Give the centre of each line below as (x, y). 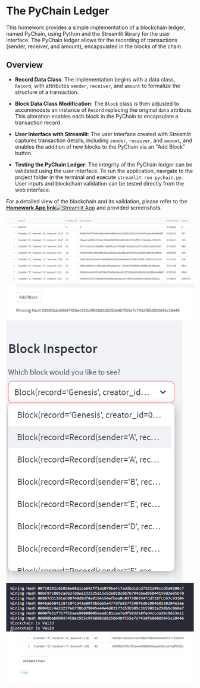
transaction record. (38, 122)
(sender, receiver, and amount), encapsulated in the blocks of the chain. (94, 46)
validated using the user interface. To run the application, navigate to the (104, 171)
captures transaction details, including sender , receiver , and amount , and (103, 140)
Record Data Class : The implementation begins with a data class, (95, 79)
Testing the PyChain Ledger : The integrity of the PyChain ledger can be (104, 164)
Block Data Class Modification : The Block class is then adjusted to (97, 103)
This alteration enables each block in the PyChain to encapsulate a (96, 116)
